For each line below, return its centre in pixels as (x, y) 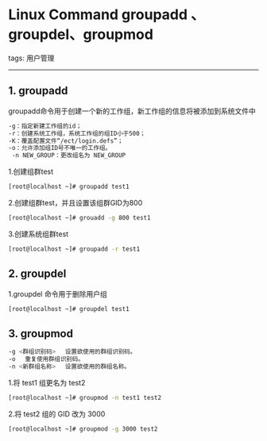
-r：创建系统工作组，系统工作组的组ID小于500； (77, 133)
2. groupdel (37, 274)
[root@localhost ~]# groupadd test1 (69, 187)
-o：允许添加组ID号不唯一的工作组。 (60, 148)
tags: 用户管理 (31, 58)
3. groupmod (41, 334)
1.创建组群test (31, 172)
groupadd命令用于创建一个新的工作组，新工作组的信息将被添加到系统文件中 (132, 111)
